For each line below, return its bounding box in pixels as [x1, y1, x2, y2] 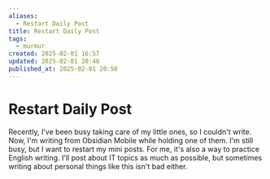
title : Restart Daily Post [8, 27, 100, 35]
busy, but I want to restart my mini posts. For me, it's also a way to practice [8, 144, 260, 154]
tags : [8, 34, 27, 43]
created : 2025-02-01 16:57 [8, 50, 100, 58]
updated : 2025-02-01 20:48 [8, 58, 100, 66]
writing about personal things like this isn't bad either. [8, 161, 189, 171]
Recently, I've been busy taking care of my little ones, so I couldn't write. [8, 127, 252, 137]
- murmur [15, 42, 46, 50]
